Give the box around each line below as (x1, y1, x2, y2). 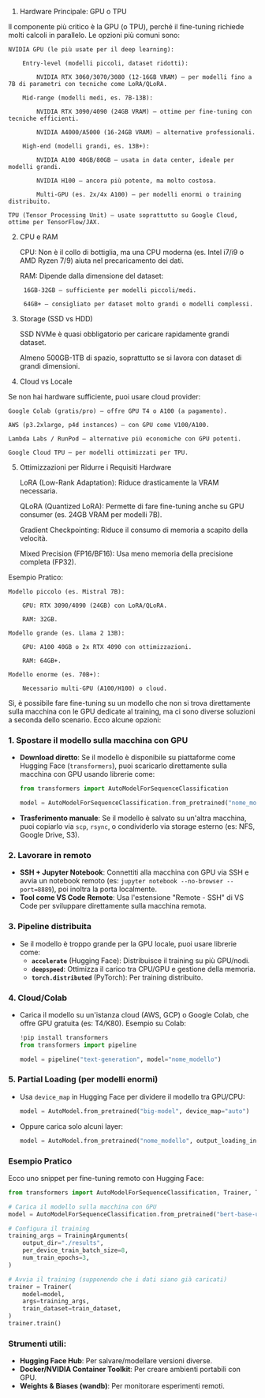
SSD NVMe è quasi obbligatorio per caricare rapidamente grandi (19, 329, 230, 339)
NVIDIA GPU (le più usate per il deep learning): (8, 46, 175, 54)
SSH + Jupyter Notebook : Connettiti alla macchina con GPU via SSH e (19, 868, 249, 877)
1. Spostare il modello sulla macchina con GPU (8, 734, 188, 745)
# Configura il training (8, 1224, 90, 1232)
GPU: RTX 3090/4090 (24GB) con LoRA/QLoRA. (22, 602, 168, 609)
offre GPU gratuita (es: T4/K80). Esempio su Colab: (19, 1018, 187, 1028)
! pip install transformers (19, 1033, 109, 1041)
